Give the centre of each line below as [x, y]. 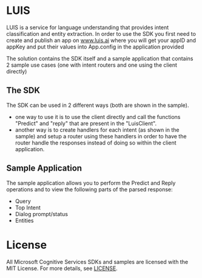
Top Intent [28, 208]
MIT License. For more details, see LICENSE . [62, 268]
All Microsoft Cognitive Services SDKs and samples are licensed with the [97, 262]
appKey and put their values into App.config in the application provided [95, 47]
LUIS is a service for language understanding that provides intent [88, 27]
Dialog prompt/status [42, 214]
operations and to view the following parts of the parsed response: [89, 189]
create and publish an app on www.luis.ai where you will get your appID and [101, 40]
